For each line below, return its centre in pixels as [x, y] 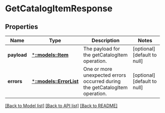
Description [106, 41]
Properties [22, 27]
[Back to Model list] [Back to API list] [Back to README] [61, 106]
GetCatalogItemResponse [59, 9]
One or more [98, 69]
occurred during [102, 81]
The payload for [102, 49]
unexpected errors [105, 75]
